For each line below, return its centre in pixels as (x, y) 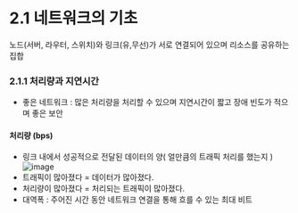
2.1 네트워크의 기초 (74, 18)
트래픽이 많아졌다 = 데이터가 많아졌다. (88, 177)
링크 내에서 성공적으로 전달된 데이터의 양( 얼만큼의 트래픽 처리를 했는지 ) (148, 157)
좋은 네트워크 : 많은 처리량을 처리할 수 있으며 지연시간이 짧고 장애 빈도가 (147, 102)
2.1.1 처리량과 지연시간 (54, 81)
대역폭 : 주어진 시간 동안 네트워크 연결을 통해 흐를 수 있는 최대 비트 (137, 200)
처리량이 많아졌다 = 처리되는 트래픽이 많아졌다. (103, 189)
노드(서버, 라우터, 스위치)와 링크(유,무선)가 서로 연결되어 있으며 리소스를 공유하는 (149, 45)
